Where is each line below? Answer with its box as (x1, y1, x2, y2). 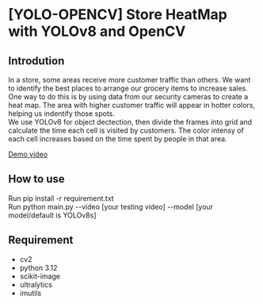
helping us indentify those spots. (8, 109, 115, 118)
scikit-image (19, 271, 61, 281)
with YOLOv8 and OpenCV (8, 22, 186, 40)
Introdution (8, 54, 65, 67)
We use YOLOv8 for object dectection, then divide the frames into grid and (8, 117, 252, 126)
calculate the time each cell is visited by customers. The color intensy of (8, 125, 244, 135)
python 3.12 (19, 263, 58, 272)
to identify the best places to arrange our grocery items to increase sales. (8, 83, 248, 93)
